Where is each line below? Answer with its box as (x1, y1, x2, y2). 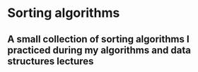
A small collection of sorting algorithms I (7, 33, 190, 45)
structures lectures (7, 55, 94, 67)
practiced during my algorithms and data (7, 44, 191, 56)
